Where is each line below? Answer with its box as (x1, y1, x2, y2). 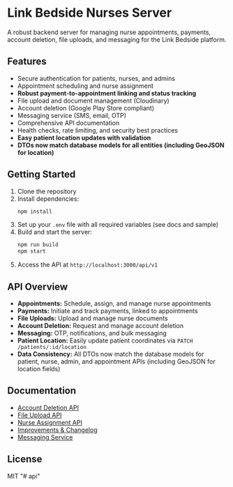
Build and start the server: (17, 228, 93, 237)
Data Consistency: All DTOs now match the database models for (17, 350, 204, 358)
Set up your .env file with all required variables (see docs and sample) (17, 220, 218, 229)
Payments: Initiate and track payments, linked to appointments (17, 307, 198, 315)
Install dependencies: (17, 194, 80, 203)
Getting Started (7, 169, 76, 181)
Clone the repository (17, 187, 77, 195)
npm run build (17, 241, 59, 248)
